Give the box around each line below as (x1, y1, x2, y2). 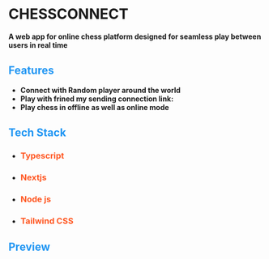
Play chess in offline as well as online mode (19, 102, 169, 112)
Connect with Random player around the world (19, 85, 181, 95)
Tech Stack (8, 126, 66, 140)
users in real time (8, 40, 68, 49)
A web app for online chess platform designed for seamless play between (8, 32, 262, 41)
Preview (8, 240, 51, 254)
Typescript (19, 151, 65, 162)
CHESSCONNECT (8, 5, 129, 23)
